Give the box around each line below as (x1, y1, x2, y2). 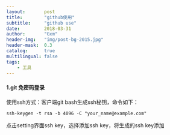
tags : (6, 59, 20, 65)
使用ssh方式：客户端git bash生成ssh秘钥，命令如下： (6, 98, 139, 106)
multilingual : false (6, 53, 58, 59)
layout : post (6, 8, 55, 15)
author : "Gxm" (6, 31, 58, 37)
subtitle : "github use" (6, 20, 77, 26)
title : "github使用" (6, 14, 75, 20)
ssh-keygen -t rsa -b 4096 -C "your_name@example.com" (6, 110, 147, 116)
